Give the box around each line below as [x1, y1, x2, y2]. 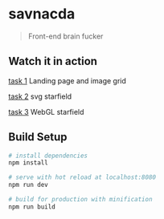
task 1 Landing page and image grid [8, 75, 127, 85]
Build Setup [8, 130, 68, 144]
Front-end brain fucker [27, 31, 104, 41]
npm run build [8, 202, 56, 211]
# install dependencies [8, 152, 88, 160]
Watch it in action [8, 55, 98, 68]
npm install [8, 159, 48, 167]
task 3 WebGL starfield [8, 107, 84, 116]
